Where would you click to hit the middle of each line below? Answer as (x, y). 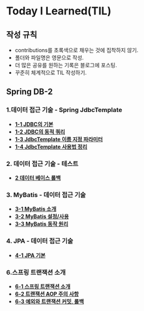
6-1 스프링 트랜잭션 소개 (42, 286)
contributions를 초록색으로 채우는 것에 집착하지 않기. (76, 50)
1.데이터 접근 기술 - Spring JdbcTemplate (64, 110)
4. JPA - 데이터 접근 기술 (40, 241)
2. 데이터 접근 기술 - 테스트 (42, 164)
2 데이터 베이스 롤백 (38, 177)
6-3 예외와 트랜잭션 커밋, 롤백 (49, 301)
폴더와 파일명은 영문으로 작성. (49, 58)
